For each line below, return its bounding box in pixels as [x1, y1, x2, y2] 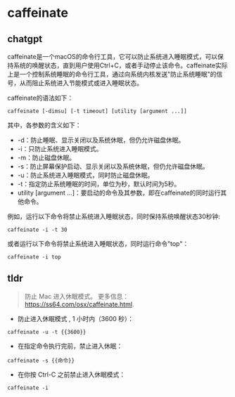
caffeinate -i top [7, 254, 61, 261]
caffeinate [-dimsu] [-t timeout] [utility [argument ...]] [7, 108, 188, 115]
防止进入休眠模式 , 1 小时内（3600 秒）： [17, 314, 134, 323]
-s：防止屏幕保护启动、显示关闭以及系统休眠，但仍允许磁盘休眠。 [17, 162, 209, 170]
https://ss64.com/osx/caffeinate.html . [24, 300, 134, 308]
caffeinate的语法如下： [7, 93, 74, 102]
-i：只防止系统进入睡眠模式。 [17, 145, 103, 152]
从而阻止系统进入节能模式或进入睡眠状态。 [19, 79, 143, 87]
